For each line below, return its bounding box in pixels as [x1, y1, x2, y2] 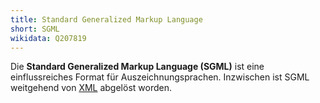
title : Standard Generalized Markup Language [10, 14, 203, 25]
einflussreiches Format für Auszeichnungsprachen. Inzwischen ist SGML [10, 71, 310, 83]
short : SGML [10, 24, 60, 34]
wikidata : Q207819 [10, 33, 87, 43]
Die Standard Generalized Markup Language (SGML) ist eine [10, 61, 265, 73]
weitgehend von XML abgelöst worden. [10, 82, 172, 94]
